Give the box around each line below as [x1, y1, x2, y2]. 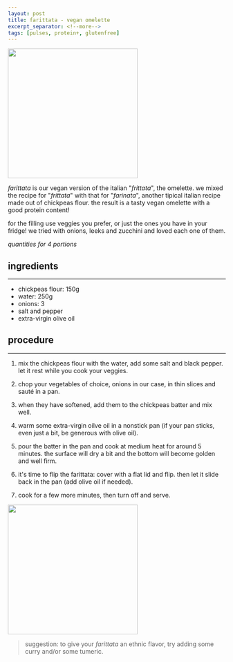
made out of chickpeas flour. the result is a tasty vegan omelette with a [8, 198, 210, 207]
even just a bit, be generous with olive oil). [17, 428, 139, 437]
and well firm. [17, 457, 57, 465]
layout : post [8, 10, 46, 17]
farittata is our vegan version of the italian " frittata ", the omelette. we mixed [8, 184, 223, 192]
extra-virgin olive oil [17, 314, 75, 323]
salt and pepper [17, 307, 64, 315]
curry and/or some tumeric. [24, 647, 104, 655]
